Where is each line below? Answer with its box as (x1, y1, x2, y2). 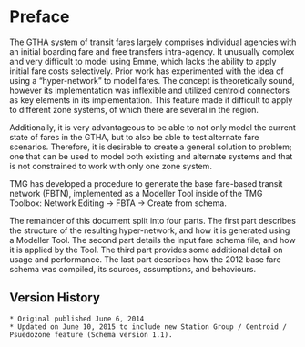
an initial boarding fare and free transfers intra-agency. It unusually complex (9, 46, 295, 56)
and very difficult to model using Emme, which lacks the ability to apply (9, 56, 277, 66)
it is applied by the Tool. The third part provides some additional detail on (9, 244, 284, 255)
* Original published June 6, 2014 (9, 314, 145, 323)
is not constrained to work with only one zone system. (9, 160, 212, 171)
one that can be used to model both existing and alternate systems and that (9, 150, 293, 161)
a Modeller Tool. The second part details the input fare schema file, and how (9, 234, 296, 245)
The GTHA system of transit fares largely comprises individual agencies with (9, 36, 297, 47)
